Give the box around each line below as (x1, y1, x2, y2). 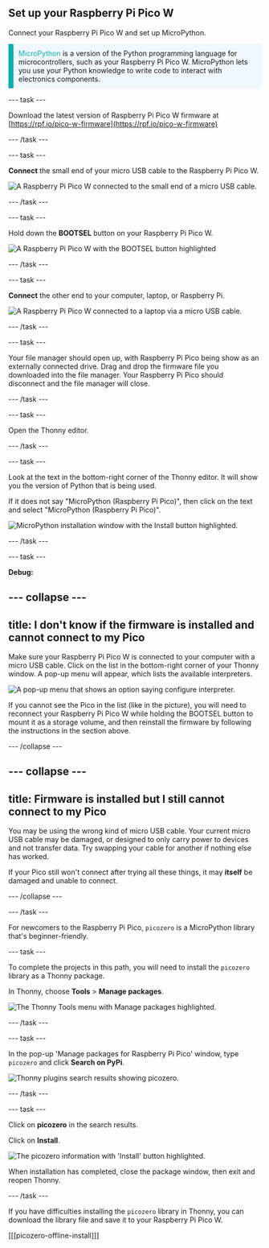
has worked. (8, 852, 50, 862)
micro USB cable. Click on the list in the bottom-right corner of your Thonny (8, 660, 259, 671)
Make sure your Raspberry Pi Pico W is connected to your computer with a (8, 652, 255, 662)
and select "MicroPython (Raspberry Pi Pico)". (8, 505, 161, 514)
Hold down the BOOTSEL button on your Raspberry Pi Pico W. (8, 228, 214, 238)
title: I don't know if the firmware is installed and (8, 618, 255, 631)
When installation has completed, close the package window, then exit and (8, 1167, 255, 1176)
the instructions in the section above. (8, 726, 131, 736)
